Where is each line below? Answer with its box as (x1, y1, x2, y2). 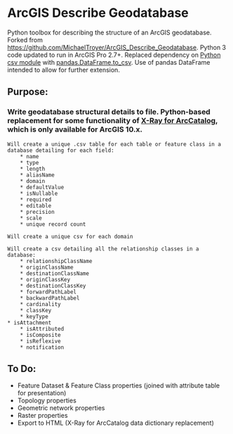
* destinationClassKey (20, 282, 86, 289)
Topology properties (17, 396, 77, 405)
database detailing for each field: (7, 146, 114, 154)
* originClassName (20, 264, 74, 271)
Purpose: (7, 86, 48, 98)
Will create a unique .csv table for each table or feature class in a (7, 141, 221, 148)
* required (20, 196, 52, 203)
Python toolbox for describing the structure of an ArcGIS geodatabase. (7, 28, 212, 37)
